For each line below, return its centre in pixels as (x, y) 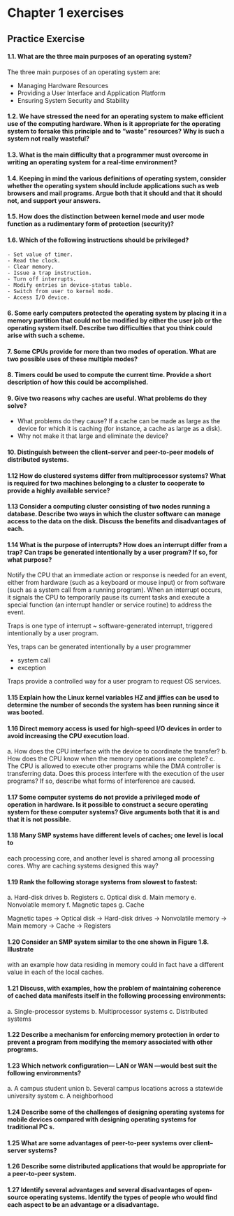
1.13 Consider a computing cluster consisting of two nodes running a (109, 507)
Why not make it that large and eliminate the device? (93, 436)
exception (32, 668)
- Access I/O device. (39, 298)
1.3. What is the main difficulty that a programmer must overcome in (108, 155)
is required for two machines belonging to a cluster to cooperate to (106, 483)
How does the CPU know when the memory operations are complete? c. (111, 759)
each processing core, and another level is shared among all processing (111, 858)
